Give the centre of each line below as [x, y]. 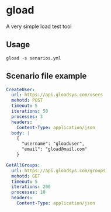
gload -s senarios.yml [34, 58]
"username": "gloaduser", [53, 144]
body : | [21, 133]
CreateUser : [20, 89]
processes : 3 [27, 117]
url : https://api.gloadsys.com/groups [59, 171]
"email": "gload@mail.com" [54, 150]
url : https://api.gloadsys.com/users [57, 95]
